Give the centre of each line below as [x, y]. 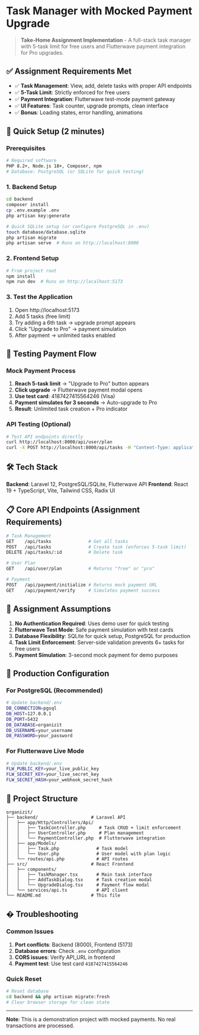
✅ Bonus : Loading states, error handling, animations [79, 112]
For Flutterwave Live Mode [45, 751]
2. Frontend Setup [33, 258]
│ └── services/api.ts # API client [67, 890]
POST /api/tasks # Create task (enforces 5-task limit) [96, 547]
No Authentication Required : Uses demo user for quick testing [92, 623]
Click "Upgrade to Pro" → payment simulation [70, 329]
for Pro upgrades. [42, 52]
